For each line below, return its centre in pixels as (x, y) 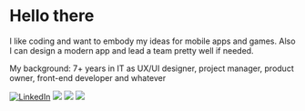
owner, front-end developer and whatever (88, 77)
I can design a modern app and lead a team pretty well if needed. (132, 50)
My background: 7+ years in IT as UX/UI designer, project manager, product (152, 68)
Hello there (52, 16)
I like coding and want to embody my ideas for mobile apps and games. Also (152, 41)
